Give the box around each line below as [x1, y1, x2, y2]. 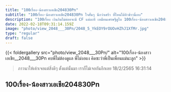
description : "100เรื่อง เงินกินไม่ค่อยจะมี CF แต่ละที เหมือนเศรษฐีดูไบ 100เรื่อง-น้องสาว [5, 17, 151, 22]
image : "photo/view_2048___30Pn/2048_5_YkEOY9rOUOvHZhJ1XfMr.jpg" [5, 26, 149, 31]
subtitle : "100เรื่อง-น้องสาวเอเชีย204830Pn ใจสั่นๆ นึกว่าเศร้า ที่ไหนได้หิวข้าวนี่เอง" [5, 12, 143, 17]
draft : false [5, 36, 33, 41]
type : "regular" [5, 31, 40, 36]
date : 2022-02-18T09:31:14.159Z [5, 21, 74, 27]
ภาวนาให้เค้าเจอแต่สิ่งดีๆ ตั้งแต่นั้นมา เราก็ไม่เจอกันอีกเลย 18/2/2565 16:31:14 [17, 65, 152, 71]
